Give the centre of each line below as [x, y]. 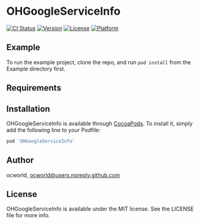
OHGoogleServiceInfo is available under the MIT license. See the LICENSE [100, 209]
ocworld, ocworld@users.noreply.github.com [63, 175]
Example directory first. [36, 69]
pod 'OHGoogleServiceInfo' [41, 141]
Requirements [34, 88]
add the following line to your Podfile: [54, 130]
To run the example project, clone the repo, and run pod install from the [99, 62]
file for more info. [28, 215]
